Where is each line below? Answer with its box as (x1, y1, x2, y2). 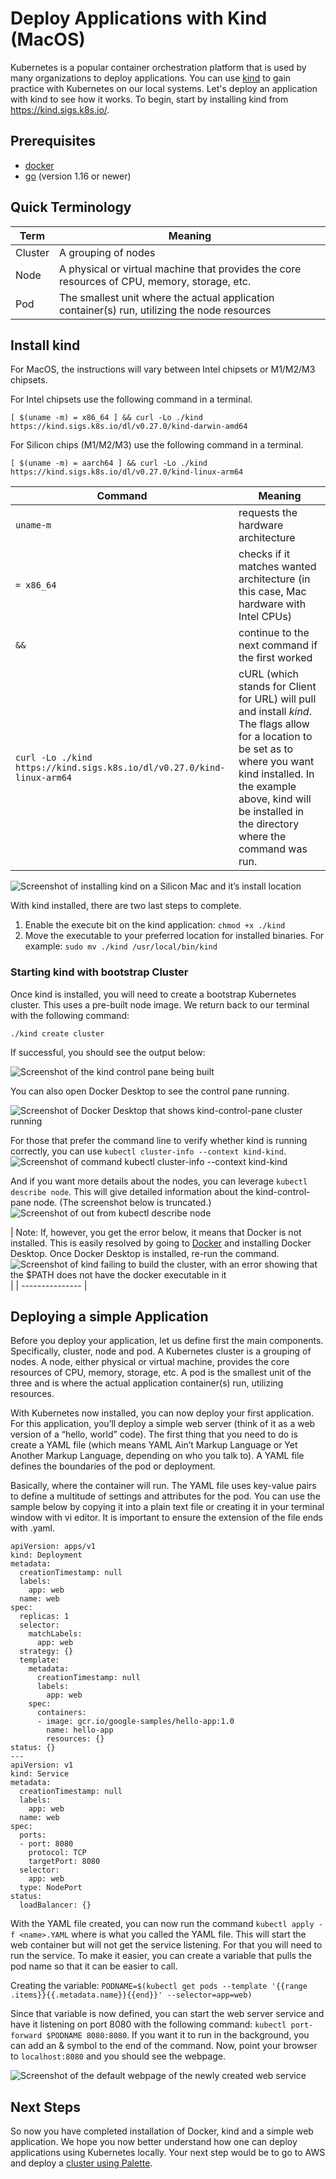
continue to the (238, 626, 310, 640)
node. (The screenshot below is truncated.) (33, 1196, 212, 1208)
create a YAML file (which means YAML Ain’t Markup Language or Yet (10, 1439, 298, 1451)
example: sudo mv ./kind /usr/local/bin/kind (24, 940, 218, 952)
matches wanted (238, 560, 317, 574)
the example (238, 780, 297, 794)
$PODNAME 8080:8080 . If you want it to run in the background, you (46, 2029, 310, 2041)
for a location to (238, 730, 313, 744)
